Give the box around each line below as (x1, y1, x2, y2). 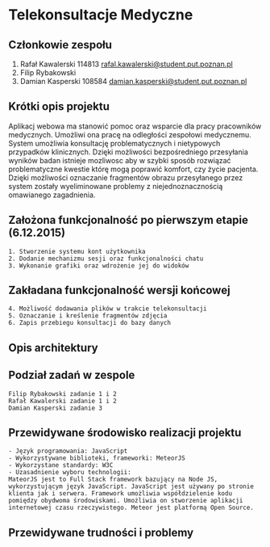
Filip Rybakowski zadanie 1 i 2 (8, 389, 117, 398)
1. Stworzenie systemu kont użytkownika (8, 247, 147, 255)
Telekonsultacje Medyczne (8, 6, 193, 24)
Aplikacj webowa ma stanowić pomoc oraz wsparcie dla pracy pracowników (8, 121, 262, 131)
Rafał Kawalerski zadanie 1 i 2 (8, 397, 117, 405)
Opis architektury (8, 341, 98, 355)
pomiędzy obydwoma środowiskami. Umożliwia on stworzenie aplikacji (8, 497, 243, 505)
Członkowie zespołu (8, 38, 113, 52)
